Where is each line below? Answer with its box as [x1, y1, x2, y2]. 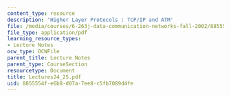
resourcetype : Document [7, 67, 76, 74]
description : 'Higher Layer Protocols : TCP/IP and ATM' [7, 16, 174, 23]
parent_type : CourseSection [7, 61, 88, 68]
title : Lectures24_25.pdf [7, 73, 81, 81]
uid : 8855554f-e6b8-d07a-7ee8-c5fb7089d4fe [7, 80, 134, 87]
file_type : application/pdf [7, 29, 88, 36]
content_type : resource [7, 10, 76, 17]
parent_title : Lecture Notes [7, 55, 91, 61]
